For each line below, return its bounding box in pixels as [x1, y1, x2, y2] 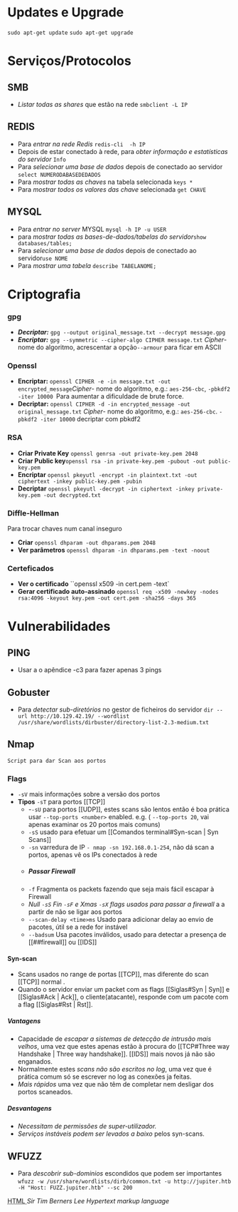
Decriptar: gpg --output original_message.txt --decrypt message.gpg [17, 328, 226, 337]
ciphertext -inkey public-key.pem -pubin [17, 478, 142, 485]
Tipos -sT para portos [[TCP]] [17, 798, 106, 806]
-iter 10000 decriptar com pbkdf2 [40, 415, 141, 423]
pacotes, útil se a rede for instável [28, 923, 128, 931]
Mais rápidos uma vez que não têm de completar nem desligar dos [17, 1080, 215, 1089]
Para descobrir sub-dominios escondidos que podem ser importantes [17, 1169, 222, 1178]
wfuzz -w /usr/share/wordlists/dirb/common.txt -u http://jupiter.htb [17, 1178, 232, 1186]
